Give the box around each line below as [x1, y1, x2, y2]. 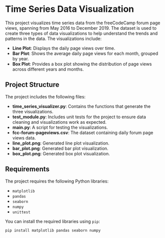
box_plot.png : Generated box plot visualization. [12, 150, 110, 156]
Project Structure [5, 81, 59, 89]
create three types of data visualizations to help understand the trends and [5, 30, 158, 36]
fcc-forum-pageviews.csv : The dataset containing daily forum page [12, 130, 154, 136]
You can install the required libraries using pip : [5, 218, 100, 224]
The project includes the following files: [5, 94, 86, 99]
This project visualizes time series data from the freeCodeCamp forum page [5, 20, 161, 26]
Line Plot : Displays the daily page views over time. [12, 45, 115, 51]
